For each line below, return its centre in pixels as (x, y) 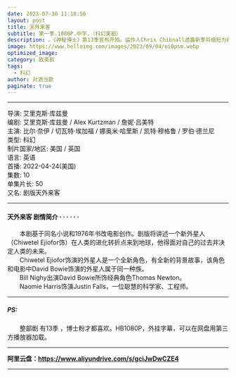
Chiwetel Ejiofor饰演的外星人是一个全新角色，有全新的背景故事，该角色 (122, 260)
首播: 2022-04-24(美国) (42, 166)
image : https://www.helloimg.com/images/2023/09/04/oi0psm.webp (103, 47)
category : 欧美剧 (31, 60)
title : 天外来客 (29, 27)
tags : (15, 66)
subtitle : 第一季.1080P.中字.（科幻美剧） (64, 33)
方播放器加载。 (29, 337)
